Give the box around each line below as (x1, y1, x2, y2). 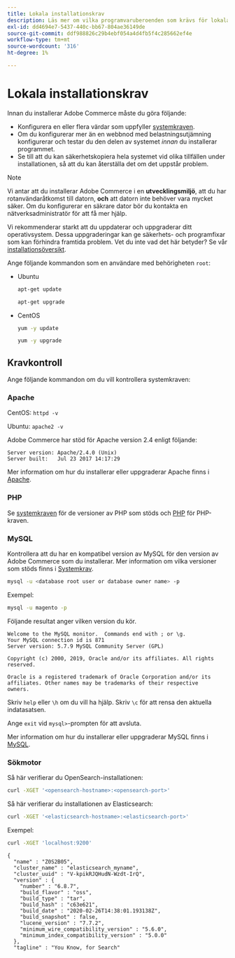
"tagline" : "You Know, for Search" (13, 944, 120, 951)
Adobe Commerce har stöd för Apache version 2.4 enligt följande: (7, 436, 197, 444)
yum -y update (17, 324, 59, 331)
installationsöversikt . (7, 245, 66, 253)
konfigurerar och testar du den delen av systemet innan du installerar (17, 137, 218, 146)
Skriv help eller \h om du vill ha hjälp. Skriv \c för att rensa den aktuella (7, 698, 212, 706)
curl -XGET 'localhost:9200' (7, 839, 92, 847)
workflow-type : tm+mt (7, 36, 71, 43)
